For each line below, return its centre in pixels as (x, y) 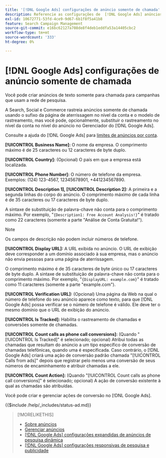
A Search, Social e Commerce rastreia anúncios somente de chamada (76, 110)
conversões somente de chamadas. (41, 324)
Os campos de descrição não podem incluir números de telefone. (72, 239)
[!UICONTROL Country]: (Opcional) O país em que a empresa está (73, 159)
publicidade (37, 450)
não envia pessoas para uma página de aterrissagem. (60, 259)
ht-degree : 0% (20, 42)
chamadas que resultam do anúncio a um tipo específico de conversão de (81, 345)
